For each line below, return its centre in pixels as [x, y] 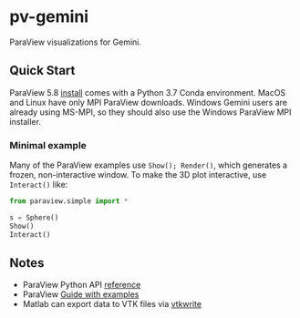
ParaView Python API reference [82, 285]
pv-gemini [49, 17]
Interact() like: [39, 185]
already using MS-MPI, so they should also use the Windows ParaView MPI [150, 112]
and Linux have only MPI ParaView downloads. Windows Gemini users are [148, 102]
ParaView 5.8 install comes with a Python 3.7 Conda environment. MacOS [148, 92]
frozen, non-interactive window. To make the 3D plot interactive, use [138, 175]
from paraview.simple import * [69, 201]
